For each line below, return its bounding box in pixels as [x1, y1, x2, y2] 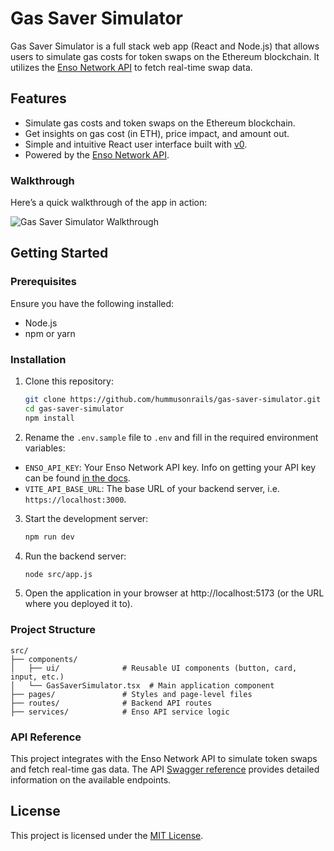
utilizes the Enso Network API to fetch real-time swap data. [10, 61, 253, 73]
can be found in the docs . [24, 472, 131, 484]
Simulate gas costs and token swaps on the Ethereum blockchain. [24, 117, 296, 129]
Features [10, 90, 67, 107]
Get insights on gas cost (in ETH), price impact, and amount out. [24, 127, 290, 139]
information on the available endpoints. [10, 774, 172, 786]
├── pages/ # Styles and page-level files [10, 689, 253, 699]
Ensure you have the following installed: [10, 297, 175, 309]
